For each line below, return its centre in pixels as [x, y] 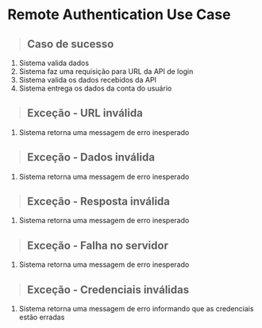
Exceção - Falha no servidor [97, 245]
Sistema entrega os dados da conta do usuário [95, 88]
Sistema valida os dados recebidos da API [87, 80]
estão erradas [42, 317]
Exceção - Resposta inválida [98, 201]
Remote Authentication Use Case [119, 15]
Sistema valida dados [54, 63]
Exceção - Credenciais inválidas [108, 289]
